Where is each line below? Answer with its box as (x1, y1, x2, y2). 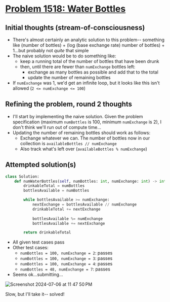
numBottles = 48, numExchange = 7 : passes (20, 266, 110, 272)
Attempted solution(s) (5, 160, 76, 169)
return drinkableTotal (23, 230, 71, 235)
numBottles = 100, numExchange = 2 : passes (20, 250, 113, 256)
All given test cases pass (12, 239, 65, 245)
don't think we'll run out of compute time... (12, 124, 101, 130)
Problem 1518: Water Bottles (5, 3, 126, 15)
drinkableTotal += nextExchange (32, 207, 101, 212)
